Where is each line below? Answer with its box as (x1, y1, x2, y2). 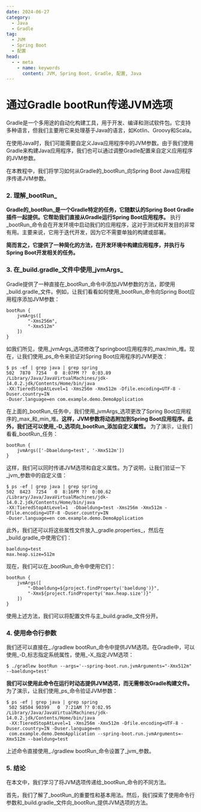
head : (6, 54, 20, 60)
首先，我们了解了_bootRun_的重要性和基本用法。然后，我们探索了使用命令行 (6, 792, 195, 799)
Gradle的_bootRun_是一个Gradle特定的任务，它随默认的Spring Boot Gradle (6, 206, 194, 214)
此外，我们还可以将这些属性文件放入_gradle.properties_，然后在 (6, 526, 164, 533)
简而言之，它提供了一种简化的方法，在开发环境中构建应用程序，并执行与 (6, 241, 185, 249)
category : (6, 14, 31, 20)
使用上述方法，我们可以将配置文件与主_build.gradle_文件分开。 (6, 612, 161, 619)
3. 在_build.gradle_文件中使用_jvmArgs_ (6, 265, 124, 274)
